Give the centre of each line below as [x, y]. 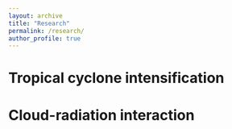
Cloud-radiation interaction [101, 115]
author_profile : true [45, 38]
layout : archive [35, 16]
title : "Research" [39, 23]
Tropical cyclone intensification [116, 78]
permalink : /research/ [46, 31]
